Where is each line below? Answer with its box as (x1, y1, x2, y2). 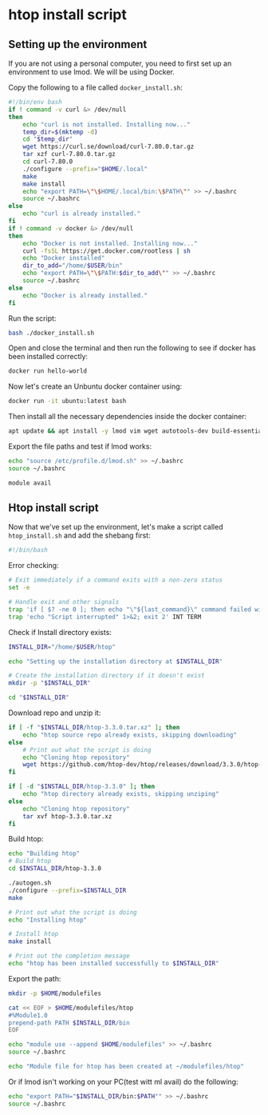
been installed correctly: (8, 352, 89, 362)
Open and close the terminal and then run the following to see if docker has (8, 343, 257, 353)
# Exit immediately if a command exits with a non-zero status (8, 576, 223, 585)
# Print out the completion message (8, 952, 130, 961)
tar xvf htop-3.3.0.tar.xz (22, 812, 112, 821)
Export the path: (8, 973, 61, 983)
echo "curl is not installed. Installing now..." (22, 120, 191, 129)
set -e (8, 584, 30, 592)
